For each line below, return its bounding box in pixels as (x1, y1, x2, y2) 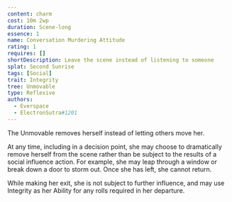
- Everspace (13, 103, 50, 110)
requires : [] (7, 50, 46, 57)
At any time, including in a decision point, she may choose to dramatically (7, 142, 222, 151)
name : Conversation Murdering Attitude (7, 37, 126, 44)
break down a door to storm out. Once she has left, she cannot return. (7, 164, 212, 174)
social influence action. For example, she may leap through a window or (7, 157, 218, 166)
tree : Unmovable (7, 83, 55, 90)
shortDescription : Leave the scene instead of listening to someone (7, 57, 214, 64)
